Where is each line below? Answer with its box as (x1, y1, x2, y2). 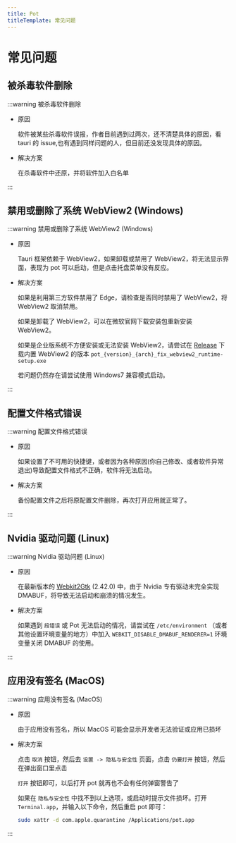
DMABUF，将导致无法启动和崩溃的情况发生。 (17, 591, 150, 599)
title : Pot (7, 10, 39, 18)
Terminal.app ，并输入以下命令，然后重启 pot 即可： (17, 802, 168, 811)
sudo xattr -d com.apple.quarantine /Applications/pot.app (17, 816, 195, 823)
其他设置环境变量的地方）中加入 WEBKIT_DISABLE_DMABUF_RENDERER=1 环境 (17, 629, 228, 638)
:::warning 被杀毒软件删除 (7, 99, 82, 108)
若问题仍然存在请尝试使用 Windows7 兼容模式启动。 (17, 371, 169, 379)
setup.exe (17, 357, 47, 365)
